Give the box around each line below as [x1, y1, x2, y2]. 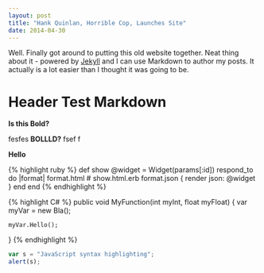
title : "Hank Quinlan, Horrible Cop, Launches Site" [8, 19, 187, 27]
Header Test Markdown [8, 93, 167, 111]
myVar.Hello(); [8, 221, 59, 229]
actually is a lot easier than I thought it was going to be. [8, 65, 189, 75]
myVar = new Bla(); [8, 206, 72, 215]
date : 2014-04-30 [8, 26, 66, 34]
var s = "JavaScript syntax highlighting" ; [8, 251, 155, 259]
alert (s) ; [8, 258, 41, 266]
